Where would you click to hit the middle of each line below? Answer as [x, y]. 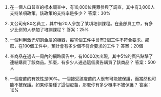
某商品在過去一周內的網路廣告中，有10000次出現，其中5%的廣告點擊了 [81, 56]
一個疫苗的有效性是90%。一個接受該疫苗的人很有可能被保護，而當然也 [81, 79]
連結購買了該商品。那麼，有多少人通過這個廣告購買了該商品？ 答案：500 [83, 62]
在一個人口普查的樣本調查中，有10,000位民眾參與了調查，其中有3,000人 [82, 7]
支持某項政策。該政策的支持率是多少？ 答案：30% [60, 13]
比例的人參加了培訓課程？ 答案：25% [51, 30]
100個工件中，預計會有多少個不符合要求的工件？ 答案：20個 [83, 46]
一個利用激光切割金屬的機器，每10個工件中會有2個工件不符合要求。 [77, 40]
